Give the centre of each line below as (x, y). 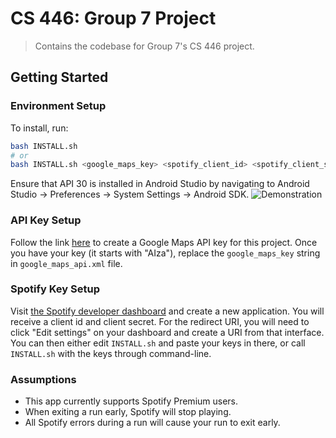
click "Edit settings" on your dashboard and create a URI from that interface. (167, 332)
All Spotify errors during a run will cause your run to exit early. (152, 423)
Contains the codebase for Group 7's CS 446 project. (144, 46)
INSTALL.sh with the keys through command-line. (111, 353)
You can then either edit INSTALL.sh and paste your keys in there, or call (158, 343)
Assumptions (43, 379)
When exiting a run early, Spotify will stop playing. (128, 412)
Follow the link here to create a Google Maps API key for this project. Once (164, 242)
